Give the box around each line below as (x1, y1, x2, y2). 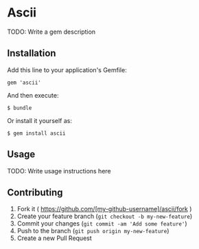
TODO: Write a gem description (7, 28, 96, 36)
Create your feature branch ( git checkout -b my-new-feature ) (16, 212, 193, 221)
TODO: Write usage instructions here (7, 166, 111, 175)
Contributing (7, 186, 63, 198)
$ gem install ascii (7, 129, 67, 137)
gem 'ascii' (7, 79, 41, 86)
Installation (7, 47, 56, 59)
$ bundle (7, 105, 32, 111)
